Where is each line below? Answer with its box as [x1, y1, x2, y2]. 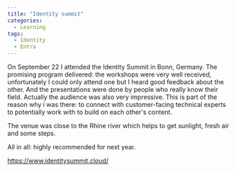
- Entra [13, 43, 37, 50]
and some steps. [7, 129, 56, 137]
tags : [7, 30, 23, 38]
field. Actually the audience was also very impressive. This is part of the [7, 93, 218, 101]
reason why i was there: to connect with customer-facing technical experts [7, 101, 227, 108]
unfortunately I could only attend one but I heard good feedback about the [7, 78, 225, 86]
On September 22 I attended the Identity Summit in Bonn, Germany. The [7, 63, 218, 71]
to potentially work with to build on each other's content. [7, 108, 172, 116]
